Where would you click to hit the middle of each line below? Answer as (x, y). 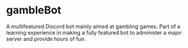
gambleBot (34, 10)
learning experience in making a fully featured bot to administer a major (94, 32)
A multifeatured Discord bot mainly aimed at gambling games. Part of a (93, 26)
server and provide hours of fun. (46, 39)
